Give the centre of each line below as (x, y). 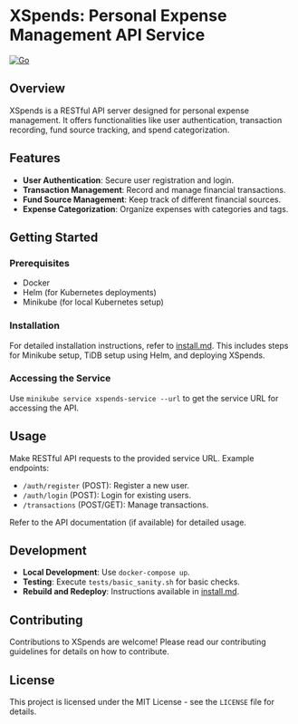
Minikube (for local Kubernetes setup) (93, 302)
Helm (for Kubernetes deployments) (89, 293)
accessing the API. (44, 408)
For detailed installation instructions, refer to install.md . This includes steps (149, 345)
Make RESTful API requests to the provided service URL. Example (132, 458)
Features (35, 158)
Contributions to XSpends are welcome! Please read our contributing (138, 642)
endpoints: (29, 468)
